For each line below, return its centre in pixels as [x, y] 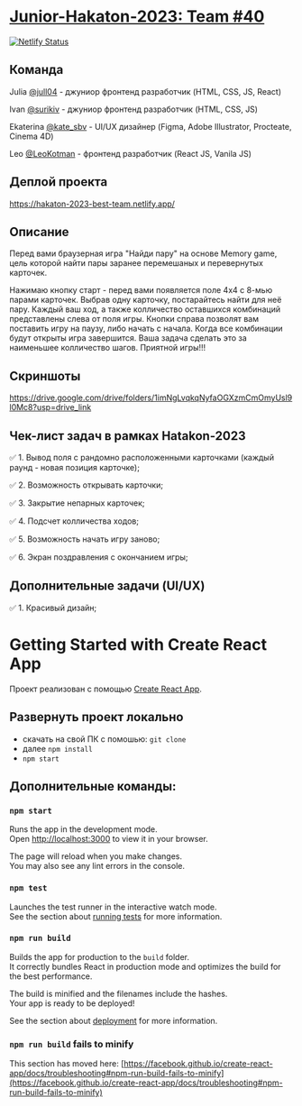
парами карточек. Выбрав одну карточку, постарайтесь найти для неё [146, 300]
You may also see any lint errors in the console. [97, 866]
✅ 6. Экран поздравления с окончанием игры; [99, 557]
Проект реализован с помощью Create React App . [106, 689]
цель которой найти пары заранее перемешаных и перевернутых [137, 263]
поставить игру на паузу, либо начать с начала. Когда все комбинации [146, 329]
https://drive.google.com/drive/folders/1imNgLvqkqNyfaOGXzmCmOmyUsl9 [151, 398]
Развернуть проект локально [96, 717]
